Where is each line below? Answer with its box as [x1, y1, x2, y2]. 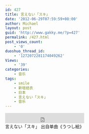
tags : [5, 76, 16, 81]
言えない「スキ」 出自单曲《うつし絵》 [5, 124, 84, 130]
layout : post [5, 26, 32, 31]
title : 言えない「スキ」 [5, 12, 50, 17]
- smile [14, 81, 30, 86]
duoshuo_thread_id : [5, 48, 45, 53]
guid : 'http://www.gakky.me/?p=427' [5, 30, 80, 35]
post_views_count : [5, 40, 43, 45]
